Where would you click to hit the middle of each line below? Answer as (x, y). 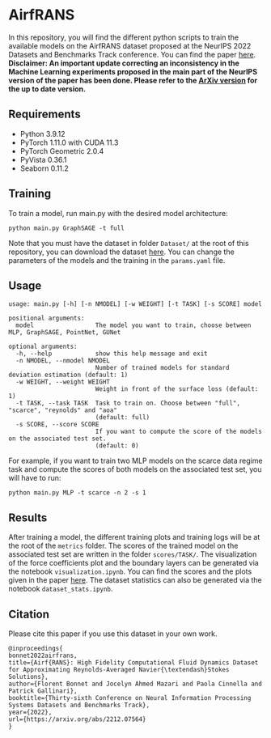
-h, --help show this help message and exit (112, 354)
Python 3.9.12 (42, 134)
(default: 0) (117, 446)
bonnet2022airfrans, (43, 655)
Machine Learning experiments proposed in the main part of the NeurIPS (133, 71)
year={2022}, (30, 712)
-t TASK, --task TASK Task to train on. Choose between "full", (128, 403)
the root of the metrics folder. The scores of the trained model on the (123, 546)
